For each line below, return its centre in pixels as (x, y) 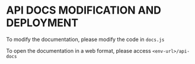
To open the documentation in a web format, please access (79, 50)
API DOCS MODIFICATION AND (84, 10)
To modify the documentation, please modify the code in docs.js (85, 39)
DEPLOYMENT (42, 23)
